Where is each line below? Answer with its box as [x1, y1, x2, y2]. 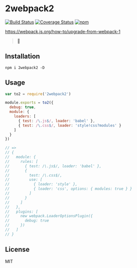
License [5, 246, 30, 254]
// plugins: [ [5, 209, 38, 214]
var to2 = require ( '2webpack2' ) [5, 91, 71, 96]
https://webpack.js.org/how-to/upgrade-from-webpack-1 [5, 28, 121, 34]
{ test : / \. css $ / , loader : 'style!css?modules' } [18, 123, 121, 128]
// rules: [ [5, 159, 38, 164]
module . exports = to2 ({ [5, 100, 54, 105]
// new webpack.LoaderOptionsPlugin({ [5, 214, 93, 219]
